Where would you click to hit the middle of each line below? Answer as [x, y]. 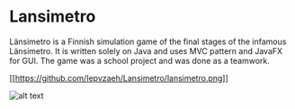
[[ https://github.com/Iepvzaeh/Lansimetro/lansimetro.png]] [119, 77]
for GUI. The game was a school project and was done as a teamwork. [139, 60]
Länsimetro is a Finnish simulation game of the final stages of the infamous [148, 41]
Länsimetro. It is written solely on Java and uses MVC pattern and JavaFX [146, 50]
